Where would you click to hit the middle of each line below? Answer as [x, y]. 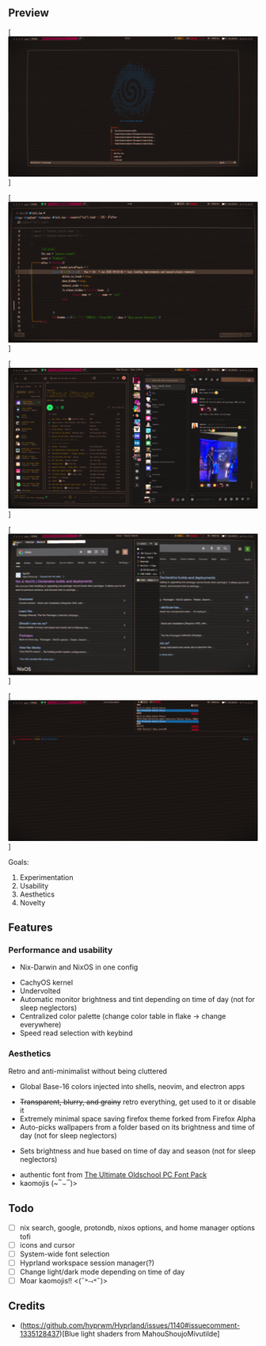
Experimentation [46, 877]
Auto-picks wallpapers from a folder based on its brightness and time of [137, 1127]
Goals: [19, 862]
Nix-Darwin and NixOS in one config [79, 967]
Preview [29, 13]
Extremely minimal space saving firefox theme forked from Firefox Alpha [137, 1118]
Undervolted [40, 991]
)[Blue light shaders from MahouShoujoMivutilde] [139, 1333]
